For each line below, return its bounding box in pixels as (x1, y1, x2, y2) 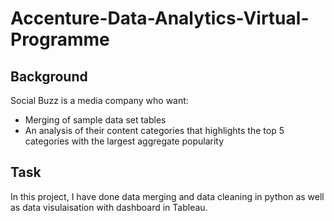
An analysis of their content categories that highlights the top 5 (24, 125, 285, 136)
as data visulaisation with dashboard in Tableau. (10, 201, 208, 213)
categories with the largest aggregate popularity (24, 135, 225, 147)
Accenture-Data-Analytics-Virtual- (10, 7, 310, 30)
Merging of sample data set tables (24, 114, 167, 126)
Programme (10, 28, 110, 51)
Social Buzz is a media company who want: (10, 95, 189, 106)
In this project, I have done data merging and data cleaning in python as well (10, 190, 325, 202)
